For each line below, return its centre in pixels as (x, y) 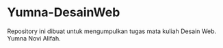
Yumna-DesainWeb (64, 13)
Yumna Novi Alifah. (34, 38)
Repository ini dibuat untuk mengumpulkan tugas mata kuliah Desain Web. (112, 31)
